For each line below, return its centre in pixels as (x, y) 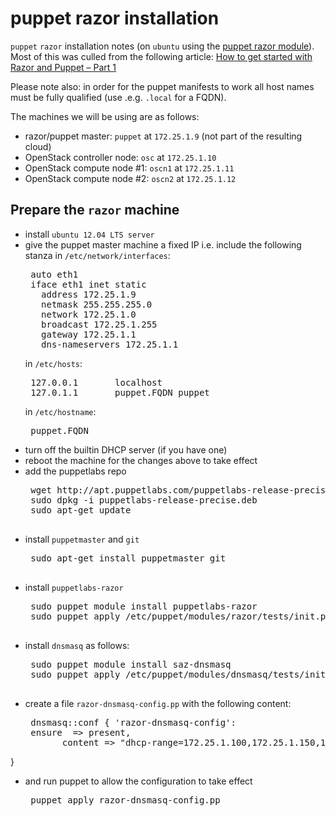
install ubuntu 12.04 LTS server (89, 234)
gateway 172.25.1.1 (89, 334)
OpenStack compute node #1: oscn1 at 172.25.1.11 (129, 168)
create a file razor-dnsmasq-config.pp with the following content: (158, 703)
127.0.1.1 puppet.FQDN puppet (120, 392)
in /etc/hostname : (60, 411)
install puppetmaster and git (82, 539)
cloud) (38, 146)
